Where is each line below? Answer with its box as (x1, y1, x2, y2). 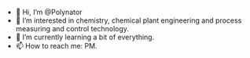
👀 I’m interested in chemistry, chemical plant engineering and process (15, 16, 242, 25)
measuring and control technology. (15, 24, 130, 33)
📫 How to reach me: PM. (15, 42, 97, 50)
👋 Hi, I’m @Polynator (15, 8, 83, 16)
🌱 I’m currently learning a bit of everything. (15, 32, 155, 42)
